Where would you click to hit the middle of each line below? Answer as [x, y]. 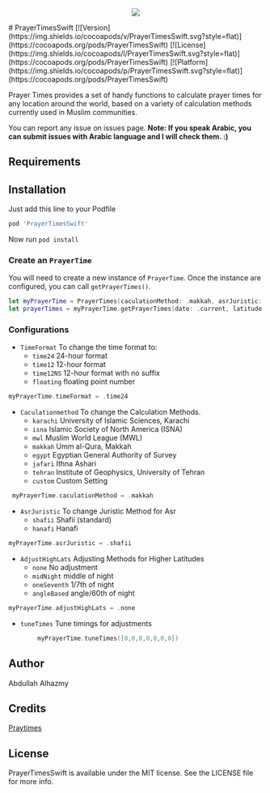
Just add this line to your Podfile [62, 209]
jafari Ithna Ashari [64, 464]
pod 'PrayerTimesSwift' [49, 224]
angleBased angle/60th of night [83, 593]
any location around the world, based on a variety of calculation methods [130, 104]
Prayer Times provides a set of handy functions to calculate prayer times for [135, 95]
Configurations [39, 330]
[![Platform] [189, 62]
